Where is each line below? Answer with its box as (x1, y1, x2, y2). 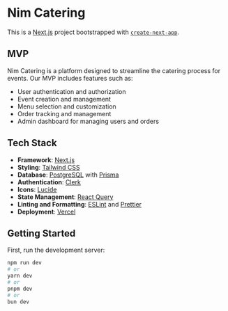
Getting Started (7, 228, 76, 239)
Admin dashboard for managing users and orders (17, 117, 159, 125)
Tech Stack (7, 137, 57, 149)
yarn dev (7, 273, 33, 280)
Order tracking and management (17, 109, 112, 118)
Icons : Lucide (17, 185, 57, 193)
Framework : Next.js (17, 155, 75, 164)
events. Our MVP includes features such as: (7, 74, 133, 82)
